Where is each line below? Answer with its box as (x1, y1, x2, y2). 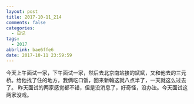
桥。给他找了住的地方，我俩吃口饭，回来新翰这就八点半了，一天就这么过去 (6, 76, 186, 83)
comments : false (6, 19, 46, 25)
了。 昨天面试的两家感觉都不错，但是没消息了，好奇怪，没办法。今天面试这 (6, 83, 188, 91)
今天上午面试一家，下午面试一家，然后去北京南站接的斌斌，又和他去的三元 (6, 69, 186, 76)
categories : (6, 25, 35, 31)
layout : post (6, 8, 38, 15)
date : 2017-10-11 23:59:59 (6, 52, 72, 58)
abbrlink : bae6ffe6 (6, 47, 54, 53)
